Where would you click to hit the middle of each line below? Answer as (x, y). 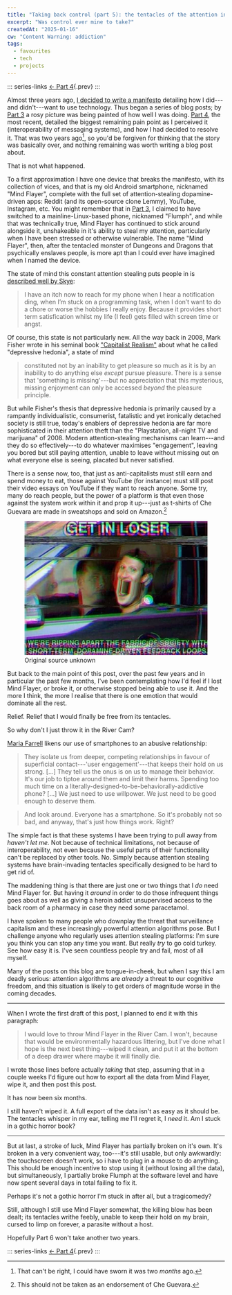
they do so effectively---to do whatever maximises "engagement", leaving (113, 445)
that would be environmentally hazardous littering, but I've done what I (124, 1041)
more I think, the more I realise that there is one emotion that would (103, 695)
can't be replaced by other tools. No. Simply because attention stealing (108, 857)
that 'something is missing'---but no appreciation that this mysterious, (124, 381)
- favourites (32, 51)
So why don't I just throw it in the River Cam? (71, 730)
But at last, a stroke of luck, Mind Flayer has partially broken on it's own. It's (115, 1146)
